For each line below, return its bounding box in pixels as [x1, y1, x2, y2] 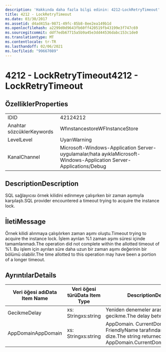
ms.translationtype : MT [5, 35, 54, 40]
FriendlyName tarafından [105, 326, 164, 333]
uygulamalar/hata [60, 150, 100, 157]
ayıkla [101, 150, 115, 157]
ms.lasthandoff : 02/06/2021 [5, 44, 63, 49]
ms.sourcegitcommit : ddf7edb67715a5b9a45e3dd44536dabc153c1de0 [5, 30, 138, 35]
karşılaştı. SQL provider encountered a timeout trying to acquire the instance [5, 198, 160, 204]
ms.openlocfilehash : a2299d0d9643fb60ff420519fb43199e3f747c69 [5, 26, 138, 31]
